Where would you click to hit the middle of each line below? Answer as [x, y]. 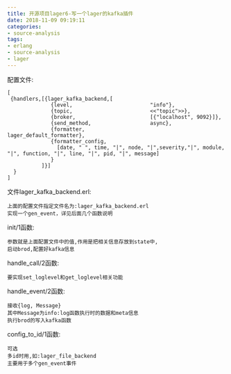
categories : [24, 26]
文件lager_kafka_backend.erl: [49, 191]
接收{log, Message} [34, 306]
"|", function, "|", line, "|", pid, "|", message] [83, 154]
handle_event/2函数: [36, 291]
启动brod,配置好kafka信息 [41, 249]
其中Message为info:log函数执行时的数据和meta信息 [73, 313]
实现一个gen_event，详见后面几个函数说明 [60, 213]
